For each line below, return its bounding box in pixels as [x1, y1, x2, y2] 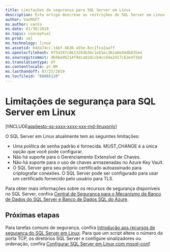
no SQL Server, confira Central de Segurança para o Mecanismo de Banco [5, 190, 161, 197]
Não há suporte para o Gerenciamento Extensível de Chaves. [12, 154, 141, 160]
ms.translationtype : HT [5, 60, 56, 65]
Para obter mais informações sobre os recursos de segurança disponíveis [5, 185, 160, 191]
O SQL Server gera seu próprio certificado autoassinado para [12, 164, 141, 171]
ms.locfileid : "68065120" [5, 74, 60, 79]
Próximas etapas [5, 211, 60, 219]
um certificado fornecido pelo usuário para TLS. [12, 175, 114, 181]
